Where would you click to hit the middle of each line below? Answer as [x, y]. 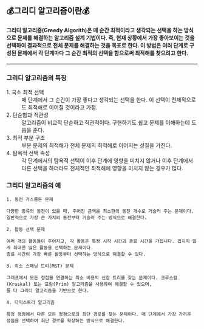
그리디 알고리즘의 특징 [36, 78]
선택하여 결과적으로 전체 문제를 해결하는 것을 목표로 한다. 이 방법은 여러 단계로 [97, 45]
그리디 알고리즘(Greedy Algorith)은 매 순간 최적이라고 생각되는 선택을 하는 [95, 30]
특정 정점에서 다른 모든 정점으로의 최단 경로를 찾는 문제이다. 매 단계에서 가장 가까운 [99, 314]
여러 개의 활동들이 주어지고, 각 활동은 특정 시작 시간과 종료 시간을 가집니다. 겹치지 [98, 241]
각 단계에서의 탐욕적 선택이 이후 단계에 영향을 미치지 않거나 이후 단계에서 [107, 161]
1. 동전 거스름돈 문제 [30, 199]
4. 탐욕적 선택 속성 [28, 153]
